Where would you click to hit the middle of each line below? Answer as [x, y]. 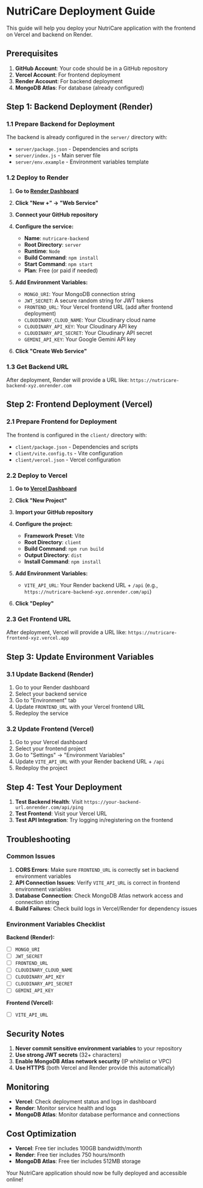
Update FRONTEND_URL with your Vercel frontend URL [80, 707]
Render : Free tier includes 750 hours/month [70, 1155]
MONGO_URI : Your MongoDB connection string [80, 294]
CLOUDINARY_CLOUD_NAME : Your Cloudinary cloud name [90, 320]
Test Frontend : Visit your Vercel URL [61, 813]
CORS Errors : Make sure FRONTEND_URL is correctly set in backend [97, 869]
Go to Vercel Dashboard [46, 489]
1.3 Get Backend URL [37, 367]
